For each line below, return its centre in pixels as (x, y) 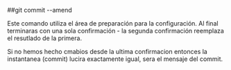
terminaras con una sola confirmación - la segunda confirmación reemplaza (115, 31)
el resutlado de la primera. (44, 38)
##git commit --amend (40, 10)
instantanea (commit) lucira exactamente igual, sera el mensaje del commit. (115, 59)
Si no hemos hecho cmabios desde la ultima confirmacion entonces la (108, 52)
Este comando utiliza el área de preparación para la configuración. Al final (113, 23)
